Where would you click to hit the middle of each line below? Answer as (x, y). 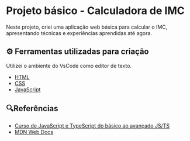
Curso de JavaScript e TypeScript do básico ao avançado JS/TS (92, 125)
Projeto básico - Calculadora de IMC (96, 11)
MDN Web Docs (34, 132)
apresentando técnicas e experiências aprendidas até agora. (79, 33)
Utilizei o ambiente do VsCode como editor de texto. (69, 66)
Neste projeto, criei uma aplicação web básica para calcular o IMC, (87, 27)
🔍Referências (32, 109)
